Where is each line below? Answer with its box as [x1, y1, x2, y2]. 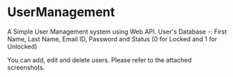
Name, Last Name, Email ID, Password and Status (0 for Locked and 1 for [7, 34, 218, 43]
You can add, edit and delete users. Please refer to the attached [7, 55, 192, 64]
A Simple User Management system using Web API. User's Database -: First [7, 27, 227, 36]
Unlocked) [7, 42, 37, 50]
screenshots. [7, 63, 45, 71]
